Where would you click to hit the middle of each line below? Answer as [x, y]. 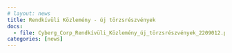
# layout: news [29, 13]
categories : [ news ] [35, 39]
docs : [15, 26]
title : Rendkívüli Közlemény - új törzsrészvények [81, 20]
